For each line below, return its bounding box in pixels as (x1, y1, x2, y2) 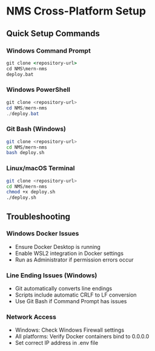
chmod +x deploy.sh (6, 189, 56, 195)
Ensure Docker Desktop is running (15, 243, 101, 250)
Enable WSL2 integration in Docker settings (15, 250, 124, 257)
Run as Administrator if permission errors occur (15, 256, 134, 263)
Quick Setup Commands (6, 28, 100, 39)
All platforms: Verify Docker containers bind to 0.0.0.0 (15, 333, 150, 340)
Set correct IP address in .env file (15, 340, 99, 347)
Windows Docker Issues (6, 230, 79, 238)
